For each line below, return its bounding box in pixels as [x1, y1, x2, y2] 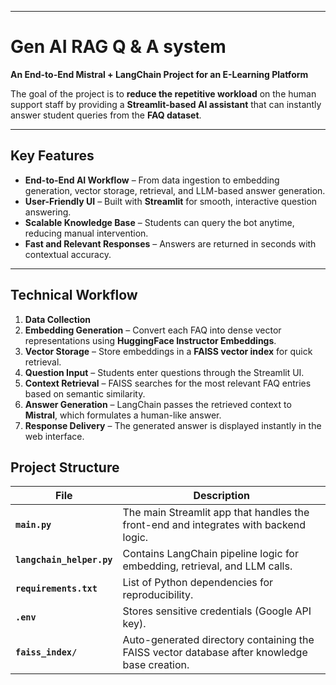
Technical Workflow [10, 287, 138, 304]
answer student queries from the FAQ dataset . [10, 109, 202, 121]
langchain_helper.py [15, 554, 113, 566]
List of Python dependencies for [122, 576, 274, 590]
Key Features [10, 147, 95, 165]
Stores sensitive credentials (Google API [122, 604, 312, 618]
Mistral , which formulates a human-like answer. [24, 409, 222, 421]
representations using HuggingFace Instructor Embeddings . [24, 334, 277, 346]
